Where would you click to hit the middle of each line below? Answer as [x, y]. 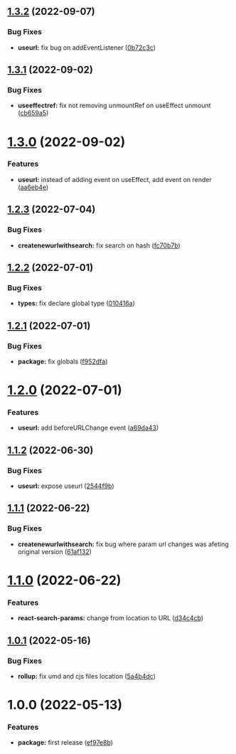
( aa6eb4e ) [33, 187]
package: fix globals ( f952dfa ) [63, 361]
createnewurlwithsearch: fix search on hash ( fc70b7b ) [99, 245]
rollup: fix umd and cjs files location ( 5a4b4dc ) [87, 676]
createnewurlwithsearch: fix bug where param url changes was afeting [123, 544]
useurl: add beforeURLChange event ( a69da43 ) [88, 428]
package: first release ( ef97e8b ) [65, 743]
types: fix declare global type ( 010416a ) [76, 303]
